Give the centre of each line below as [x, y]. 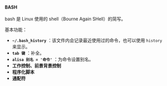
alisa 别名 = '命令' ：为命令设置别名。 [53, 59]
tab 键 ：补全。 [28, 53]
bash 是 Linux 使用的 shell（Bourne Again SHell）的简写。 [65, 19]
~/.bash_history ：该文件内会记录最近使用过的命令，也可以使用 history [87, 40]
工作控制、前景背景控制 [36, 66]
